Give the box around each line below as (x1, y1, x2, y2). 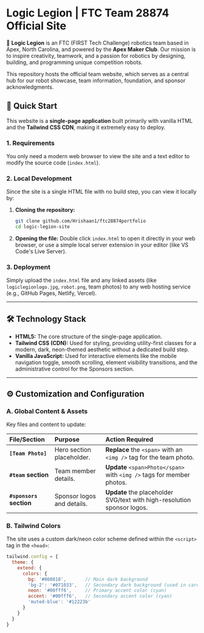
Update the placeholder (105, 488, 174, 496)
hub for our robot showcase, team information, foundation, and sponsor (6, 77, 186, 84)
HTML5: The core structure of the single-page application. (15, 333, 163, 340)
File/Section (9, 435, 46, 444)
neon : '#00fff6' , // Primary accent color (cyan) (28, 587, 167, 593)
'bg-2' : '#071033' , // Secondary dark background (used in (28, 582, 186, 588)
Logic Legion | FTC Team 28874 (6, 6, 169, 20)
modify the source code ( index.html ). (6, 159, 100, 167)
